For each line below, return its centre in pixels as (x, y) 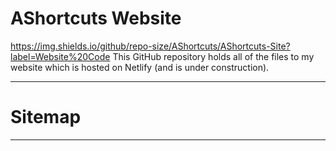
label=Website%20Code (60, 56)
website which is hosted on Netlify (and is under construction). (140, 67)
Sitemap (46, 117)
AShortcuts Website (96, 18)
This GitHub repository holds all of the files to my (213, 56)
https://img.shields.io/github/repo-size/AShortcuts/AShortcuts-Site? (150, 46)
